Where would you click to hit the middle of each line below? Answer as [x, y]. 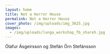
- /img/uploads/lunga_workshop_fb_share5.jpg [57, 32]
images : [13, 28]
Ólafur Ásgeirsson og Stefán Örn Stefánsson [51, 46]
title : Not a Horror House [33, 14]
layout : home [19, 10]
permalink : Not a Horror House [37, 19]
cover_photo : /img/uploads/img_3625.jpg [48, 23]
